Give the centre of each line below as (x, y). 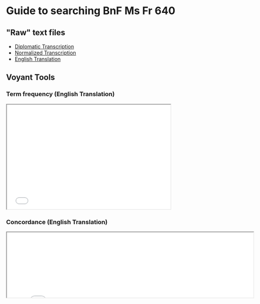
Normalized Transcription (45, 53)
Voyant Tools (31, 77)
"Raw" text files (36, 33)
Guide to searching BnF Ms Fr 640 (91, 11)
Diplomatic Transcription (44, 46)
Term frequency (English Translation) (60, 94)
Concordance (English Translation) (57, 222)
